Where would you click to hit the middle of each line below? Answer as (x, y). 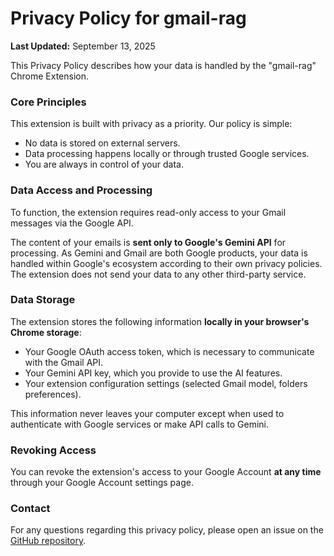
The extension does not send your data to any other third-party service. (158, 274)
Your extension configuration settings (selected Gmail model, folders (166, 383)
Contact (30, 509)
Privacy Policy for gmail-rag (128, 18)
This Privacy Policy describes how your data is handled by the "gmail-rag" (163, 65)
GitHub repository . (48, 541)
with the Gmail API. (64, 362)
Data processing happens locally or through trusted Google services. (167, 154)
